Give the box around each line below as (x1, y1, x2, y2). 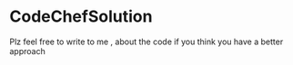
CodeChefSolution (9, 6, 153, 27)
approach (9, 45, 45, 56)
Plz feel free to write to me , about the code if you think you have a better (9, 36, 284, 47)
